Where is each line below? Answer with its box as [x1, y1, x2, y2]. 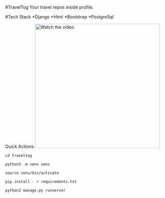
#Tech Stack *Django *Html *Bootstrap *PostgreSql [5, 14, 114, 19]
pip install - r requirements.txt [5, 179, 77, 184]
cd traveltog [5, 153, 32, 158]
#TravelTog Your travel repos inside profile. [5, 4, 94, 10]
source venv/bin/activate [5, 171, 59, 176]
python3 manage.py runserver [5, 188, 66, 193]
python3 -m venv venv [5, 162, 50, 167]
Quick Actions [5, 144, 34, 149]
